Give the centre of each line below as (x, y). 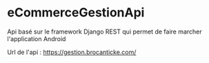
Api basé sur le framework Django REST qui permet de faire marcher (104, 32)
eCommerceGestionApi (76, 13)
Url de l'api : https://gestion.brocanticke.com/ (72, 52)
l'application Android (37, 38)
